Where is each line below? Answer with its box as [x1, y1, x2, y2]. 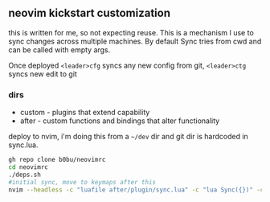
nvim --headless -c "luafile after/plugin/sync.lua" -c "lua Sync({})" [8, 185, 253, 194]
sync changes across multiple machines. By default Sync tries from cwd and [8, 36, 262, 46]
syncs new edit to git [8, 68, 78, 79]
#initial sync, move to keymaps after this [8, 178, 157, 186]
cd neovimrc [8, 163, 48, 171]
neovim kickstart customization [8, 6, 171, 20]
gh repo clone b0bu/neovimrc [8, 156, 106, 164]
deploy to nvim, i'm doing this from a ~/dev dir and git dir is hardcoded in [8, 132, 249, 142]
